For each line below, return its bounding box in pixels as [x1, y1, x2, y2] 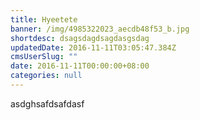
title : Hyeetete [10, 14, 78, 25]
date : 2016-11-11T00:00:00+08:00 [10, 61, 150, 71]
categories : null [10, 71, 83, 81]
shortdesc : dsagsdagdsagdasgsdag [10, 33, 150, 43]
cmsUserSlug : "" [10, 52, 78, 62]
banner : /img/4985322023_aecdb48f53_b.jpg [10, 24, 190, 34]
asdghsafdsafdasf [10, 97, 85, 110]
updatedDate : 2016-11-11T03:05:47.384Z [10, 42, 177, 53]
